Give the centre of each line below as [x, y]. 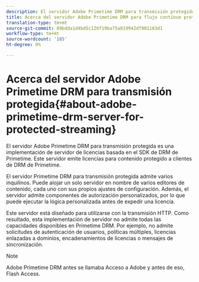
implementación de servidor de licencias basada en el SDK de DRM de [92, 152]
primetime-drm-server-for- [75, 117]
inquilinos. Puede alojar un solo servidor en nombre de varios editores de [95, 182]
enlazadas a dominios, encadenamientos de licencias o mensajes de [90, 238]
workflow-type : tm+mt [33, 34]
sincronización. [25, 244]
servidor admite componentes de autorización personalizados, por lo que [96, 195]
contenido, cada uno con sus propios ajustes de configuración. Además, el [97, 189]
